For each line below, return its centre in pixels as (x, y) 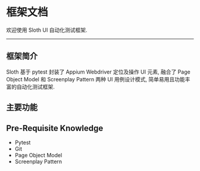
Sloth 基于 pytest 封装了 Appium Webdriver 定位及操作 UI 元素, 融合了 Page (98, 72)
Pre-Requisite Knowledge (55, 128)
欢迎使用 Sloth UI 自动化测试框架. (47, 30)
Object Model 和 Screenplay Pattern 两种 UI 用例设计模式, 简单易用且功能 (96, 79)
